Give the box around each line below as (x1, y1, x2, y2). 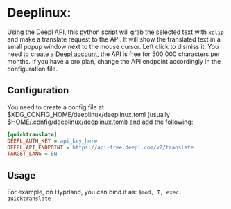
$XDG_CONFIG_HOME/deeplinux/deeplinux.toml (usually (7, 110, 170, 118)
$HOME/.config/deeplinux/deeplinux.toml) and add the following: (7, 118, 194, 126)
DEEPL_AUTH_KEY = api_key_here (7, 137, 98, 145)
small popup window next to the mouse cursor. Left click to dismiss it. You (7, 42, 219, 51)
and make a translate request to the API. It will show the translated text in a (7, 35, 221, 43)
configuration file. (7, 64, 58, 73)
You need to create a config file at (7, 102, 104, 111)
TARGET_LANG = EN (7, 150, 58, 157)
